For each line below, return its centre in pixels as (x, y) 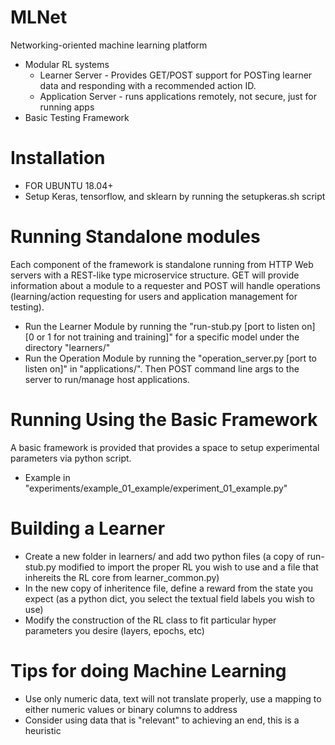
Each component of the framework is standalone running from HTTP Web (162, 264)
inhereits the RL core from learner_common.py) (122, 577)
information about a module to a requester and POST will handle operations (165, 285)
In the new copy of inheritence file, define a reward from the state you (169, 588)
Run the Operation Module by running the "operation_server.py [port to (170, 358)
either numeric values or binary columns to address (131, 709)
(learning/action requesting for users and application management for (154, 296)
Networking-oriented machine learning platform (109, 45)
